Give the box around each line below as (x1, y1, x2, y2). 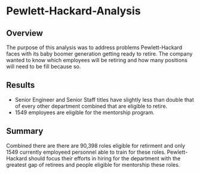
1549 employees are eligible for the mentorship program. (14, 109, 155, 116)
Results (6, 80, 35, 90)
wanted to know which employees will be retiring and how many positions (6, 57, 188, 63)
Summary (6, 126, 44, 136)
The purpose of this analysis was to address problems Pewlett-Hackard (6, 44, 183, 51)
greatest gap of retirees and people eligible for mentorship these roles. (6, 161, 180, 168)
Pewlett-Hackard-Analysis (6, 4, 141, 18)
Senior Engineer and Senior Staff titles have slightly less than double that (14, 96, 194, 103)
